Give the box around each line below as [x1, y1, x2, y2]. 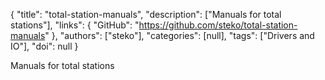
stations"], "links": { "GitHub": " [10, 19, 140, 31]
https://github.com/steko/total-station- [138, 19, 298, 31]
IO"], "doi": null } [10, 40, 79, 52]
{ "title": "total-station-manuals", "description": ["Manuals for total [10, 9, 282, 20]
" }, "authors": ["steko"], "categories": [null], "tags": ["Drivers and [44, 30, 315, 41]
